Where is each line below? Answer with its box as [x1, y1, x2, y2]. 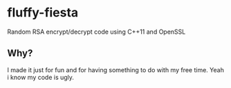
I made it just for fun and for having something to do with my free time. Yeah [7, 65, 225, 74]
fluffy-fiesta [7, 5, 79, 21]
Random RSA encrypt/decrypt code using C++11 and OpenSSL [7, 27, 186, 36]
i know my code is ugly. [7, 73, 75, 81]
